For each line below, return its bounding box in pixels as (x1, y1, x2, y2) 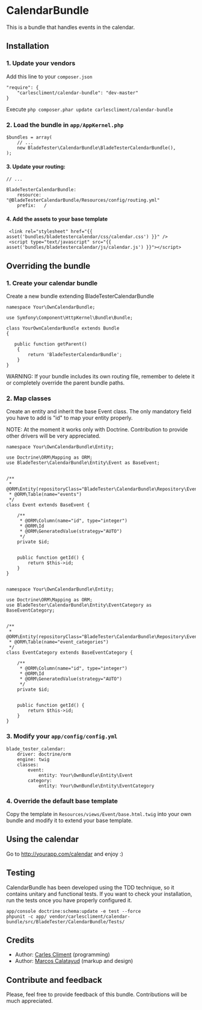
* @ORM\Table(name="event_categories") (8, 639, 109, 645)
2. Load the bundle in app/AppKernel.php (6, 121, 124, 129)
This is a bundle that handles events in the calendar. (6, 24, 135, 31)
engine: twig (17, 756, 50, 762)
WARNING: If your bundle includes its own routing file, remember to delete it (6, 373, 195, 380)
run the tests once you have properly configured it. (6, 896, 132, 904)
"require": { (6, 84, 39, 90)
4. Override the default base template (6, 797, 118, 805)
